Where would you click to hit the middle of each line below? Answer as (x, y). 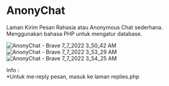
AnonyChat (36, 11)
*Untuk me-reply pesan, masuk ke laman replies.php (73, 76)
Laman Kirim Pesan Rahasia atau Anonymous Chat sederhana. (85, 27)
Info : (13, 70)
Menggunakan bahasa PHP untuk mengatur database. (74, 33)
